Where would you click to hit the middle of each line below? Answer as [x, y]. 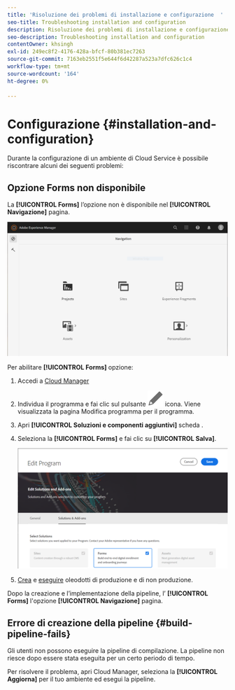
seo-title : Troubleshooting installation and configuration [97, 22]
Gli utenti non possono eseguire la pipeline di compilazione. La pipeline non [116, 651]
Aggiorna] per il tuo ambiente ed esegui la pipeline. [81, 680]
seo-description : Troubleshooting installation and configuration [106, 37]
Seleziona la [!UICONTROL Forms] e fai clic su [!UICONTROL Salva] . [117, 438]
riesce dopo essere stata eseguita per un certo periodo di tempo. [101, 659]
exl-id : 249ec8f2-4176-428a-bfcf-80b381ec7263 [76, 52]
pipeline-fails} [39, 634]
